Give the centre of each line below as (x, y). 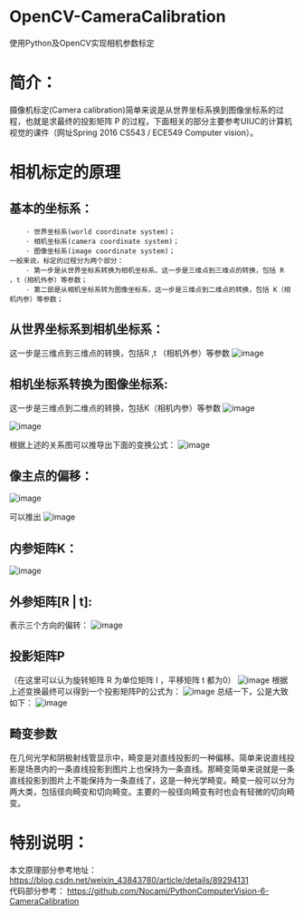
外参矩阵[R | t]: (51, 602)
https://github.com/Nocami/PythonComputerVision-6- (168, 891)
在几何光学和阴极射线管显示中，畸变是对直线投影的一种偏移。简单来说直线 (148, 757)
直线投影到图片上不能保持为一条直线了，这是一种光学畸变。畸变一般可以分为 (152, 780)
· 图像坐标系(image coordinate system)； (101, 251)
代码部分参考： (37, 891)
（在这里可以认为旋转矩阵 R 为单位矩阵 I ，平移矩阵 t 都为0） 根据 (148, 680)
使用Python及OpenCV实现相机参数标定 (82, 43)
